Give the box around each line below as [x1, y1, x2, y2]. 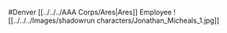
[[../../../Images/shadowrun [8, 16, 96, 25]
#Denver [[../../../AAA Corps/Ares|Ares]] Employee [8, 8, 172, 16]
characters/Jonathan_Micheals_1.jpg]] [96, 16, 220, 25]
